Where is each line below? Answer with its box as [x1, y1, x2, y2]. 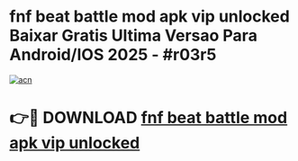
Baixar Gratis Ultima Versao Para [9, 25, 258, 46]
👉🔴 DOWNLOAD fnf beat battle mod [9, 108, 288, 128]
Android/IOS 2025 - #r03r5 [9, 45, 217, 65]
